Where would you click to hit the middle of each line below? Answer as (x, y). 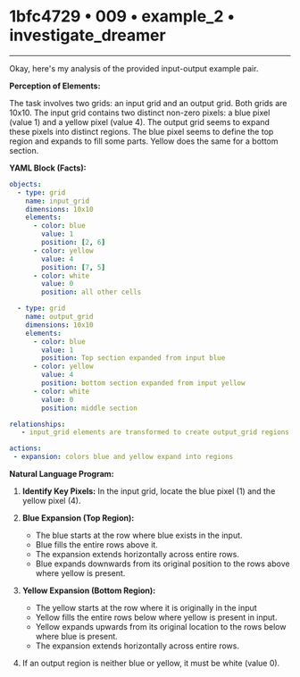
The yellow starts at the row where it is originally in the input (146, 608)
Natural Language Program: (62, 474)
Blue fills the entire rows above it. (96, 545)
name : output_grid (59, 317)
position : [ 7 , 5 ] (73, 267)
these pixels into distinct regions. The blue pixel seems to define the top (142, 131)
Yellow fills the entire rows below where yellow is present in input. (156, 617)
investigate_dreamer (88, 35)
